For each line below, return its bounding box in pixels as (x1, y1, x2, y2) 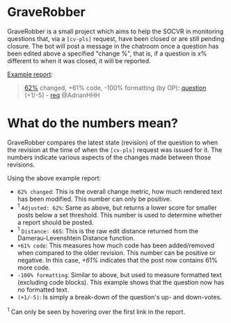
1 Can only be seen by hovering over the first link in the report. (7, 306, 186, 316)
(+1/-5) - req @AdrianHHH (24, 91, 100, 99)
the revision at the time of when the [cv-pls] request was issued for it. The (7, 145, 223, 154)
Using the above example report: (7, 174, 102, 182)
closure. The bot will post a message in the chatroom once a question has (7, 42, 219, 50)
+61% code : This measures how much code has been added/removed (17, 241, 214, 250)
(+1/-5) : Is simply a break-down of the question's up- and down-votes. (17, 293, 223, 301)
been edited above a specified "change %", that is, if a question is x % (7, 49, 207, 58)
